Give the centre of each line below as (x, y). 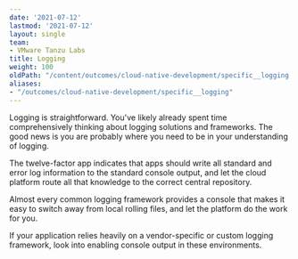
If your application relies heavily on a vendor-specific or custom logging (141, 235)
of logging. (29, 146)
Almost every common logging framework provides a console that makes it (147, 199)
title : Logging (37, 59)
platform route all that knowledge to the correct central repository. (131, 182)
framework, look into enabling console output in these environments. (136, 245)
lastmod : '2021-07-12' (51, 26)
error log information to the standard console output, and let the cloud (138, 172)
